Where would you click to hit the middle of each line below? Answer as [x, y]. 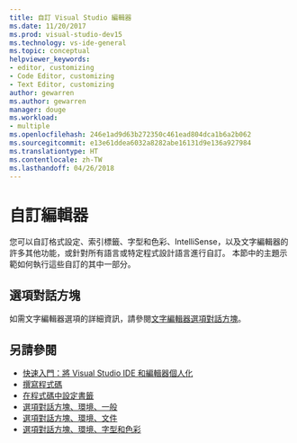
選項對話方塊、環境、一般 [70, 406]
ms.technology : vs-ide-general [68, 43]
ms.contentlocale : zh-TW [56, 159]
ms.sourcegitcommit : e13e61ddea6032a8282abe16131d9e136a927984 [130, 143]
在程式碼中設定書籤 [58, 395]
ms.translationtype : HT [54, 151]
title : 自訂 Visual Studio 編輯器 [71, 18]
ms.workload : [34, 118]
